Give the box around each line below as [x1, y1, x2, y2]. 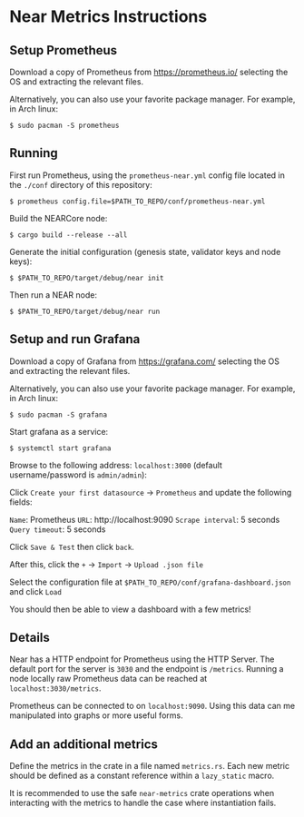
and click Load [9, 586, 62, 596]
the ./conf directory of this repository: [9, 179, 152, 190]
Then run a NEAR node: [9, 289, 98, 300]
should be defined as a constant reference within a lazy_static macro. [9, 770, 275, 782]
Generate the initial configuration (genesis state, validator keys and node [9, 246, 281, 257]
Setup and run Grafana [9, 331, 141, 347]
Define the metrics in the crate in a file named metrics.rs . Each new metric [9, 761, 290, 772]
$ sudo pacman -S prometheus [9, 121, 120, 130]
